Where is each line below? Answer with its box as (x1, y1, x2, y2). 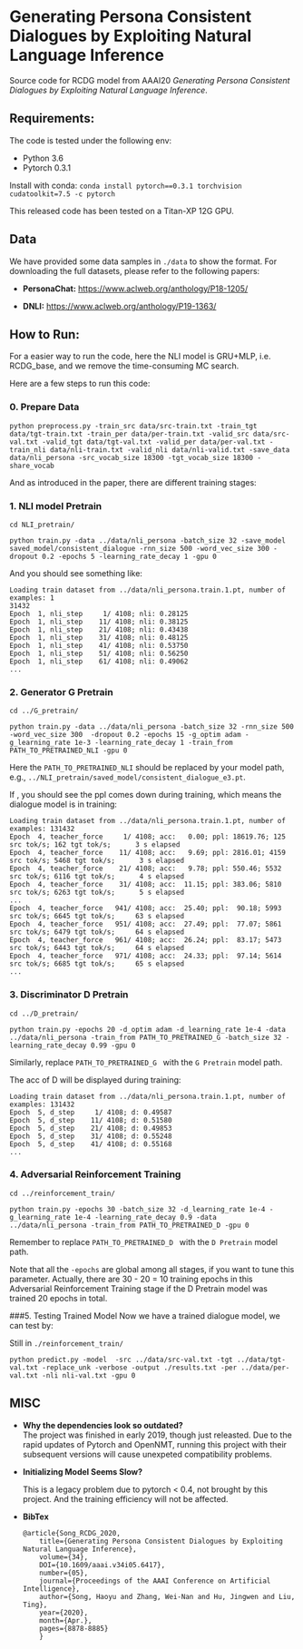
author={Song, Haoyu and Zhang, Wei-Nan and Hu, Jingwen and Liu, (39, 1592, 296, 1601)
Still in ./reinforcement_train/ (9, 1337, 124, 1349)
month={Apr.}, (39, 1615, 93, 1625)
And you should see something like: (9, 567, 143, 578)
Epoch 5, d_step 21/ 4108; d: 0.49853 (9, 1124, 172, 1133)
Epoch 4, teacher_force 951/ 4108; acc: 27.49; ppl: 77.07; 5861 (9, 919, 282, 929)
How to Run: (9, 327, 80, 342)
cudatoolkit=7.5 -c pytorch (9, 189, 116, 199)
